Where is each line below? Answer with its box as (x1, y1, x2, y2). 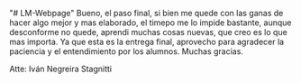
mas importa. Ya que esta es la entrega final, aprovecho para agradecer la (9, 36, 285, 47)
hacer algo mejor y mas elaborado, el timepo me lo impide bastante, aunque (9, 17, 292, 28)
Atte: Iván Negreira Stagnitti (9, 63, 113, 74)
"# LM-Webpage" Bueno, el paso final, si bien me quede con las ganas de (9, 8, 284, 18)
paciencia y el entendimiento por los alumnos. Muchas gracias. (9, 46, 243, 57)
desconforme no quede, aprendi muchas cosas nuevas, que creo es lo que (9, 27, 288, 37)
